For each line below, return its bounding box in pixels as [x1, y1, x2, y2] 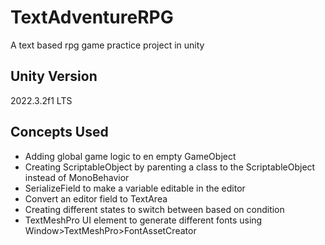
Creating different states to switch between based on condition [24, 203, 285, 215]
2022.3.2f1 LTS [10, 94, 73, 106]
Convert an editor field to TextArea [24, 192, 168, 205]
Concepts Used [10, 124, 109, 141]
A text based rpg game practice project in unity [10, 39, 205, 51]
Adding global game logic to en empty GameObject [24, 150, 237, 162]
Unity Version [10, 68, 98, 85]
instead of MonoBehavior [24, 171, 130, 183]
